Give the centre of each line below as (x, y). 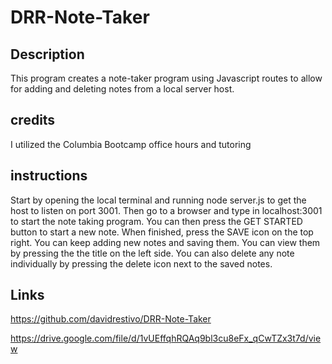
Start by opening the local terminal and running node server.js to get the (158, 200)
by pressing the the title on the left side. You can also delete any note (152, 253)
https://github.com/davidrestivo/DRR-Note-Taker (111, 319)
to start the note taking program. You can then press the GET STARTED (156, 221)
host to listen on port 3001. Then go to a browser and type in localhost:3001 (166, 210)
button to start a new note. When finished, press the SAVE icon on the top (162, 232)
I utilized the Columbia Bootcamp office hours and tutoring (131, 144)
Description (47, 54)
